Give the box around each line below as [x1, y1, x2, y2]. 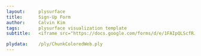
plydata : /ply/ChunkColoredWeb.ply [6, 41, 103, 47]
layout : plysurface [6, 8, 66, 15]
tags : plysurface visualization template [6, 25, 127, 31]
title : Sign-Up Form [6, 14, 71, 20]
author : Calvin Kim [6, 19, 66, 25]
